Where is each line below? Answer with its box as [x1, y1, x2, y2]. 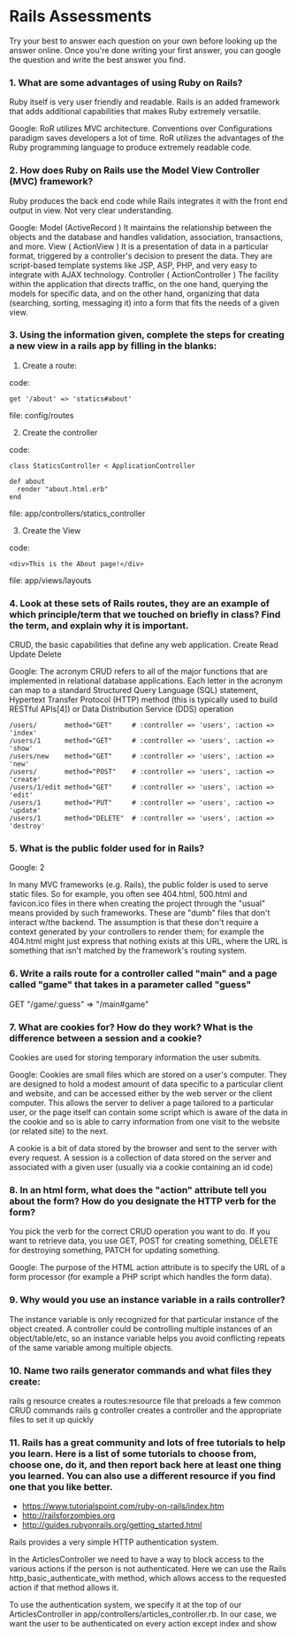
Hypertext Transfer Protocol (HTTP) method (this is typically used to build [9, 694, 278, 705]
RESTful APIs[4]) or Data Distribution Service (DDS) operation [9, 704, 234, 714]
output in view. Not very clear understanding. [9, 205, 174, 215]
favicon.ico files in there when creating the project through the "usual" [9, 898, 266, 909]
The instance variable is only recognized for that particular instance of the [9, 1313, 279, 1324]
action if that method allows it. [9, 1582, 119, 1593]
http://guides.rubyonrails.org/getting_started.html [21, 1520, 202, 1531]
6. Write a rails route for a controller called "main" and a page [9, 968, 278, 980]
